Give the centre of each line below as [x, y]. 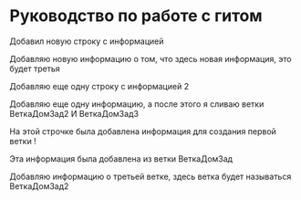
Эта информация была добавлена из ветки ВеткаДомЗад [121, 158]
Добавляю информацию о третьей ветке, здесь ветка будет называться [150, 176]
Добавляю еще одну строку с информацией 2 [99, 86]
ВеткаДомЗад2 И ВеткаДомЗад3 [74, 113]
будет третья [35, 68]
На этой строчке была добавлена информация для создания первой [143, 131]
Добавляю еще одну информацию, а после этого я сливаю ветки [137, 104]
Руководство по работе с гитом [136, 16]
